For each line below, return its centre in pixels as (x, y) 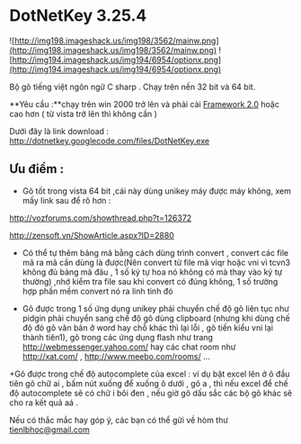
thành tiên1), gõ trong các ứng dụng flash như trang (118, 337)
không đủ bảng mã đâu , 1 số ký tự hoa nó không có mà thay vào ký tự (152, 272)
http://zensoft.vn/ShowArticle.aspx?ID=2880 (92, 235)
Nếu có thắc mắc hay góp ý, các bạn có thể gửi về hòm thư (119, 420)
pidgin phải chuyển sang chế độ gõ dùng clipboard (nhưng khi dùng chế (156, 318)
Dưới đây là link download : (59, 131)
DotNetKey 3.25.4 (78, 16)
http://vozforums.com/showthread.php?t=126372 (101, 218)
